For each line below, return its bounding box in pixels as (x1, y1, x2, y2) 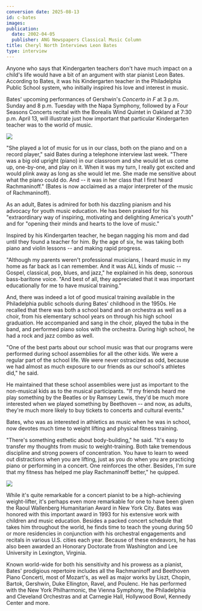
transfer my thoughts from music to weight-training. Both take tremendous (6, 443, 191, 450)
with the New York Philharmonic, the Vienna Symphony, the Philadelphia (6, 586, 186, 594)
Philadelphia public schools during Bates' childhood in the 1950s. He (6, 300, 177, 307)
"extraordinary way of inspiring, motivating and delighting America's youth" (6, 214, 194, 221)
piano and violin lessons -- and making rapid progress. (6, 244, 142, 252)
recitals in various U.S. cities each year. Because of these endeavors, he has (6, 536, 196, 543)
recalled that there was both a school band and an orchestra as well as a (6, 306, 187, 314)
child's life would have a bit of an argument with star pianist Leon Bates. (6, 71, 185, 78)
